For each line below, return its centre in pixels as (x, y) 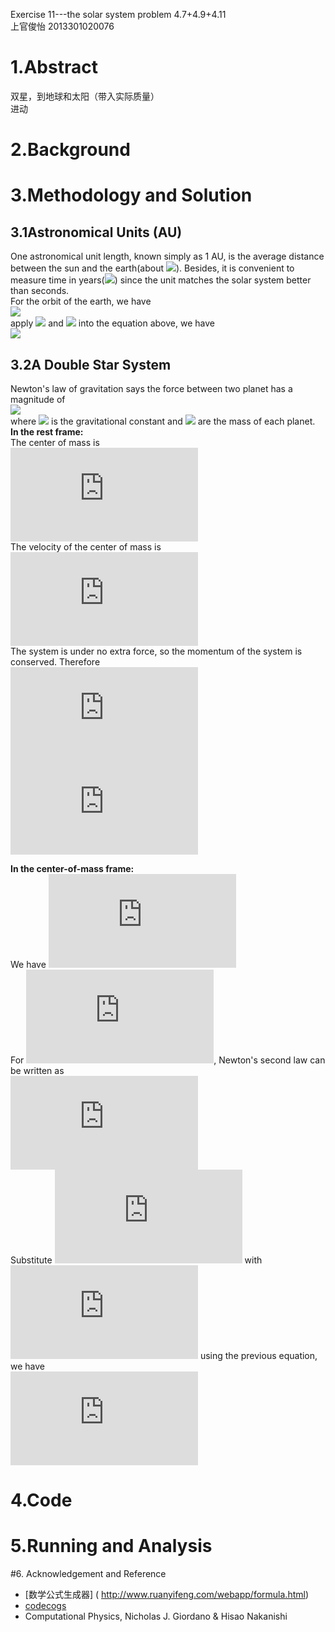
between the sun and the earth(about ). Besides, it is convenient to (152, 268)
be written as (37, 1070)
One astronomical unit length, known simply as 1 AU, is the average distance (167, 256)
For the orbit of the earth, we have (81, 301)
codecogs (45, 1606)
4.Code (41, 1500)
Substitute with (136, 1260)
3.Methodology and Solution (131, 195)
